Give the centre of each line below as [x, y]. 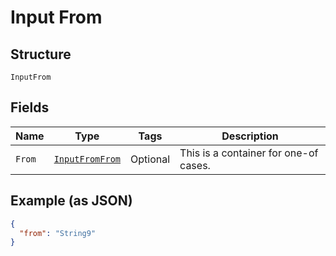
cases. [195, 165]
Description [250, 136]
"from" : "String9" [58, 233]
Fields [30, 107]
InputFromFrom [87, 159]
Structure [41, 54]
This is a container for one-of [249, 153]
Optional [150, 159]
